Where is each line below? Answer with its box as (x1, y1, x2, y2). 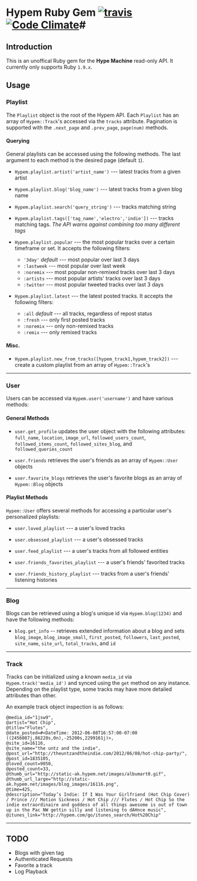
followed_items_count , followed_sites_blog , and (14, 440, 133, 447)
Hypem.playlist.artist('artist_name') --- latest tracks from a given (14, 168, 181, 175)
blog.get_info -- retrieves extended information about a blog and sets (14, 627, 185, 634)
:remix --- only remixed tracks (23, 329, 97, 336)
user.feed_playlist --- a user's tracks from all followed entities (14, 547, 169, 554)
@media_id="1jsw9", (6, 715, 54, 721)
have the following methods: (6, 616, 74, 623)
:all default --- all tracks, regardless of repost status (23, 310, 152, 317)
